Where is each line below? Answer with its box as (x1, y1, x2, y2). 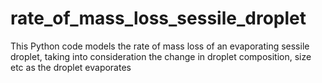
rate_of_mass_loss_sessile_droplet (10, 7, 307, 30)
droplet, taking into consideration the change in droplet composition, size (10, 50, 312, 62)
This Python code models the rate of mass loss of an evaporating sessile (10, 40, 310, 52)
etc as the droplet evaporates (10, 61, 132, 73)
